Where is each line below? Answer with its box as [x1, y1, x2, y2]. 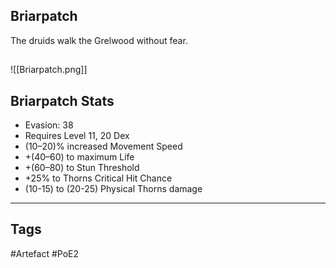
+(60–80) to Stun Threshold [24, 162, 140, 174]
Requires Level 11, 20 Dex [24, 130, 130, 142]
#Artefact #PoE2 [10, 247, 80, 259]
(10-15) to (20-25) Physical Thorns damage [24, 183, 203, 195]
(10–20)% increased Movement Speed [24, 140, 183, 153]
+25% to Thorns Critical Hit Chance [24, 172, 173, 184]
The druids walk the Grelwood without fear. [10, 34, 188, 46]
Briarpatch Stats [10, 92, 115, 109]
